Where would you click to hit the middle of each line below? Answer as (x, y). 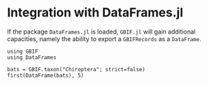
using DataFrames (32, 57)
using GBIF (23, 51)
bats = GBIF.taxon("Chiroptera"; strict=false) (76, 69)
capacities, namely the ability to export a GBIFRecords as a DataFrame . (104, 38)
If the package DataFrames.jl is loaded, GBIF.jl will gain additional (101, 32)
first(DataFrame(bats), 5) (46, 75)
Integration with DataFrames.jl (95, 13)
